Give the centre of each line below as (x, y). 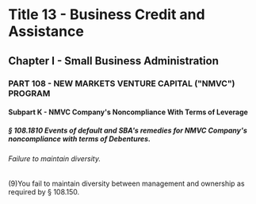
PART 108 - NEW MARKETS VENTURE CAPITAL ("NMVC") (122, 83)
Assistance (46, 31)
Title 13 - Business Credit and (107, 15)
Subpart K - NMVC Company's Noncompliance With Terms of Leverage (128, 112)
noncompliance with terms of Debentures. (80, 139)
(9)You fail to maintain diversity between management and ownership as (126, 183)
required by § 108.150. (44, 191)
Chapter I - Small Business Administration (114, 61)
